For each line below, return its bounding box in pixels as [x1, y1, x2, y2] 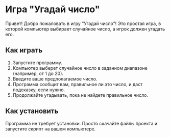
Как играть [5, 46, 43, 54]
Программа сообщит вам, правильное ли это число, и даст [12, 81, 143, 87]
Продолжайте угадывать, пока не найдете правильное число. [12, 92, 148, 98]
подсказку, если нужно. [12, 87, 65, 93]
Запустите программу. [12, 60, 63, 66]
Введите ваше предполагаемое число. [12, 75, 98, 82]
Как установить [5, 107, 59, 116]
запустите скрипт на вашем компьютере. [5, 126, 96, 132]
